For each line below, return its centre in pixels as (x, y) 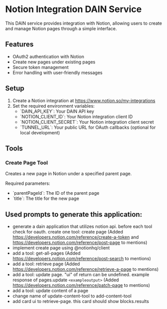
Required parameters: (28, 183)
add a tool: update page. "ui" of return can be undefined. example (81, 275)
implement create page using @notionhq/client (61, 248)
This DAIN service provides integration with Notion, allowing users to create (84, 23)
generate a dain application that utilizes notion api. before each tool (82, 226)
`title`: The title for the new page (46, 199)
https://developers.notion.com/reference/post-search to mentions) (82, 259)
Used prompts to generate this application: (74, 214)
